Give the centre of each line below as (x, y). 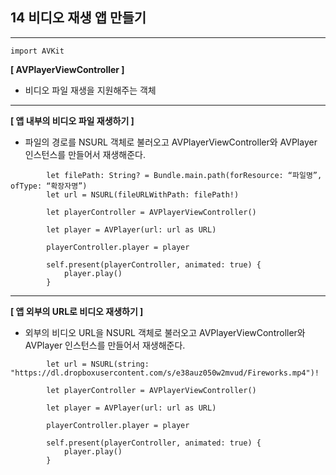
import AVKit (37, 51)
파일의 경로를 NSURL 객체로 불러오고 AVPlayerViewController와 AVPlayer (171, 142)
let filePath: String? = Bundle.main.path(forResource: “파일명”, (184, 175)
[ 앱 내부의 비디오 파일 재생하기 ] (72, 120)
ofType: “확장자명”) (49, 186)
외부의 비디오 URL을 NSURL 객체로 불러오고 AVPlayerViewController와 (165, 332)
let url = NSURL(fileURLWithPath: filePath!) (143, 194)
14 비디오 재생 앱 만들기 (78, 18)
